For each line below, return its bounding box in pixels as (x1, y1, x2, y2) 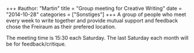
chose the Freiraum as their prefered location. (6, 23, 116, 30)
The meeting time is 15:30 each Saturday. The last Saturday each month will (6, 35, 189, 41)
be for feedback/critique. (6, 40, 66, 47)
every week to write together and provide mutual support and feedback (6, 17, 178, 24)
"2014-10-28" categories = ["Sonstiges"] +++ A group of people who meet (6, 11, 186, 18)
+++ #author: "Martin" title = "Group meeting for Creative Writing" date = (6, 5, 182, 12)
